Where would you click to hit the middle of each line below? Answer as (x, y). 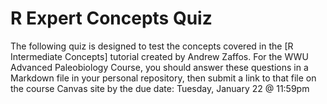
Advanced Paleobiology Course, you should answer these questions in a (159, 67)
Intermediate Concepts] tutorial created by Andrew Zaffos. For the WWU (159, 56)
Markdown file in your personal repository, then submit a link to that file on (163, 78)
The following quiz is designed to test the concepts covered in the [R (152, 46)
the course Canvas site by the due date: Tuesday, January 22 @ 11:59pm (160, 88)
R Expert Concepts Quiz (111, 18)
